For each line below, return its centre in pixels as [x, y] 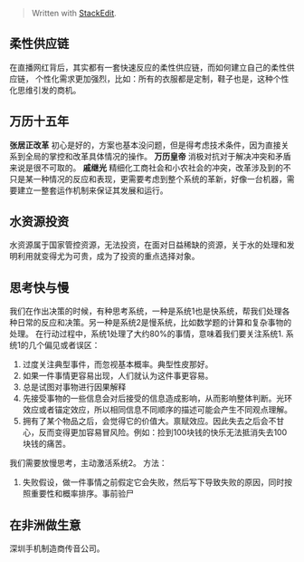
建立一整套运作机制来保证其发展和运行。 [92, 190]
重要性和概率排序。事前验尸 [82, 494]
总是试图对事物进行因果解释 [74, 387]
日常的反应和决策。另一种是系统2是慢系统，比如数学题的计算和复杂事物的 [154, 323]
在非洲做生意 [45, 525]
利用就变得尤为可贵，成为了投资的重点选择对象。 [108, 257]
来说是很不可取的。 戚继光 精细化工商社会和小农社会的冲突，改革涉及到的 [146, 168]
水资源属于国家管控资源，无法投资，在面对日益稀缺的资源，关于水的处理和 [148, 245]
